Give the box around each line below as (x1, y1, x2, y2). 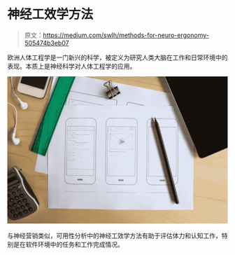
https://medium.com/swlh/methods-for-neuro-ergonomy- (43, 31, 210, 39)
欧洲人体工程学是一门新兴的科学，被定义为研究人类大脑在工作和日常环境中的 (7, 53, 228, 62)
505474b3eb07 (24, 39, 69, 47)
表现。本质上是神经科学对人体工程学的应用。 (7, 62, 136, 70)
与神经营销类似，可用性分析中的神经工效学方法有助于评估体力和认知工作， (7, 231, 222, 240)
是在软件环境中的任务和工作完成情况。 (13, 240, 124, 249)
